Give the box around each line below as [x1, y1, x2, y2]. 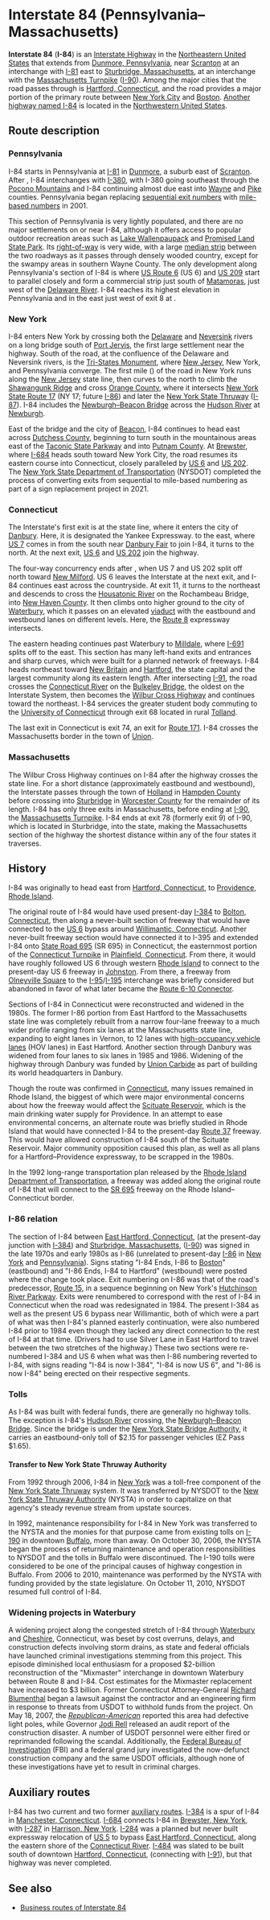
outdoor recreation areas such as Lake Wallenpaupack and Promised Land [8, 233, 255, 243]
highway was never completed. [8, 1858, 112, 1868]
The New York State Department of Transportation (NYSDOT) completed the [8, 467, 261, 476]
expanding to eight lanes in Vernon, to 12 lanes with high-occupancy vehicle [8, 1034, 261, 1044]
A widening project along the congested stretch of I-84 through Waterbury [8, 1625, 256, 1635]
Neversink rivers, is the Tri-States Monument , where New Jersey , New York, [8, 356, 261, 367]
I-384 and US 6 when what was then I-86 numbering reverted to [43, 1351, 258, 1361]
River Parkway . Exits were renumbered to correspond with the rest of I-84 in [8, 1292, 261, 1301]
